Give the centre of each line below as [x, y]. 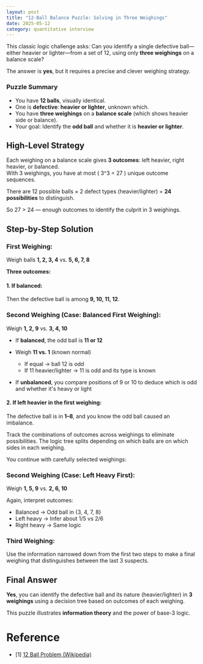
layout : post [23, 12]
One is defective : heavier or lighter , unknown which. [82, 107]
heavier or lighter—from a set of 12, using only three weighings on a [108, 53]
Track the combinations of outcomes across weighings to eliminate [91, 434]
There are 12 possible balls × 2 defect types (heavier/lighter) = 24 [89, 192]
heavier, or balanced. [33, 167]
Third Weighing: [31, 541]
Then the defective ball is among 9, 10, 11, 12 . [63, 299]
